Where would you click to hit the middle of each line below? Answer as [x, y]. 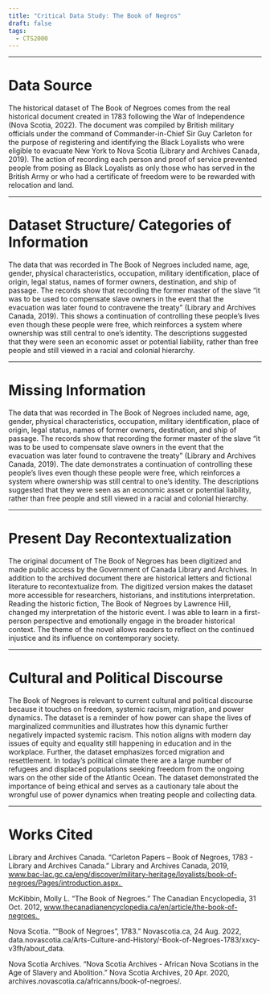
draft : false [30, 23]
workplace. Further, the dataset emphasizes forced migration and [117, 751]
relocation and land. [41, 185]
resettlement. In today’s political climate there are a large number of [120, 760]
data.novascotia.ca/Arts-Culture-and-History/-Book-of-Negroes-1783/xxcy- [134, 939]
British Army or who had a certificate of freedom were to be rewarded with [132, 177]
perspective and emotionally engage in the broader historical [134, 621]
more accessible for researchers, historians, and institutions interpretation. [132, 595]
